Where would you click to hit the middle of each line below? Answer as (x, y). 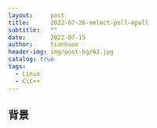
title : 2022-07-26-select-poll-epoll (78, 23)
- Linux (28, 74)
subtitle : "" (33, 30)
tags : (17, 67)
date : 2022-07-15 (47, 37)
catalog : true (31, 60)
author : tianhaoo (44, 45)
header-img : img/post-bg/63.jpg (61, 52)
